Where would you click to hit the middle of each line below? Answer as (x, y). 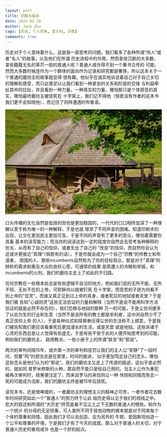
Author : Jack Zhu (23, 26)
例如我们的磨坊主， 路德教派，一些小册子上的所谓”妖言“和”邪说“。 (73, 339)
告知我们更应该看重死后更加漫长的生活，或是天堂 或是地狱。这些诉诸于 (86, 327)
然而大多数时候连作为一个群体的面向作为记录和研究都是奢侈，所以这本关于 (81, 71)
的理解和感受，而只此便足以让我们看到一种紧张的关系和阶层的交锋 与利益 (80, 83)
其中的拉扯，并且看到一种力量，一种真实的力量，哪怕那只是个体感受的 (81, 90)
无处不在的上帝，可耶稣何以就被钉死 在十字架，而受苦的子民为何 (84, 290)
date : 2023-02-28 (23, 21)
